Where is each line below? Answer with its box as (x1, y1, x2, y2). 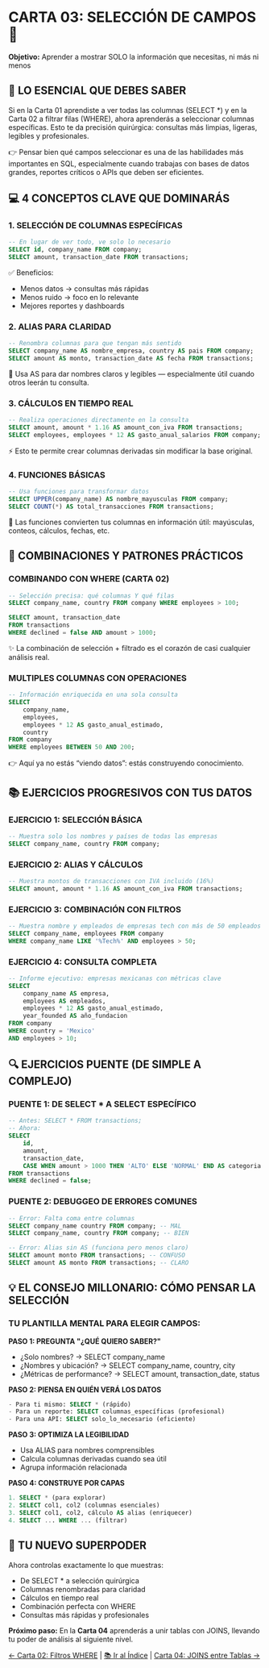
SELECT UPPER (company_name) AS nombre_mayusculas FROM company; (8, 495, 229, 503)
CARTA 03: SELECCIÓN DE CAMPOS (8, 8, 256, 27)
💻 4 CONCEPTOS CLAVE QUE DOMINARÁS (8, 192, 230, 206)
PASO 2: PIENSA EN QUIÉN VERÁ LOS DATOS (8, 1384, 162, 1395)
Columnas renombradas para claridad (19, 1584, 147, 1594)
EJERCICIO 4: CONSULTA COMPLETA (8, 956, 158, 967)
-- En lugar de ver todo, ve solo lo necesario (8, 238, 172, 246)
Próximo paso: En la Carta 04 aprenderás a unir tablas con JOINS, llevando (8, 1625, 260, 1635)
